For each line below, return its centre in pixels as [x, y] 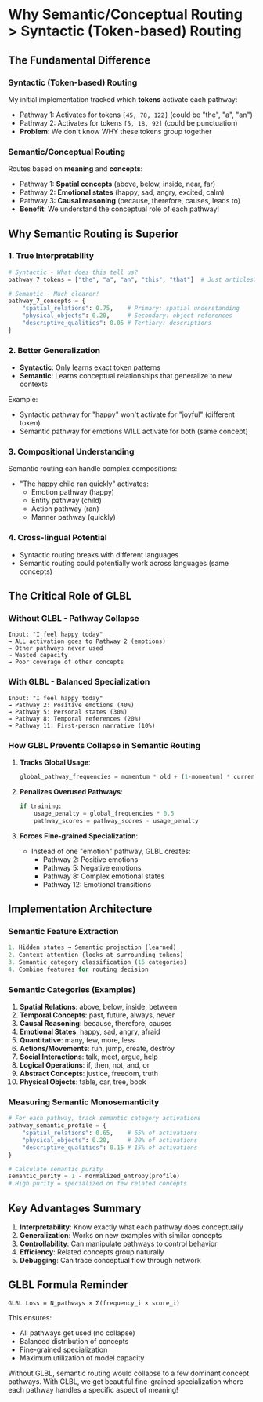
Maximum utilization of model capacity [82, 1358]
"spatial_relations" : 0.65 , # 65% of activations [110, 1133]
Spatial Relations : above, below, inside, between [98, 1007]
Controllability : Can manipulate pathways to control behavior [118, 1243]
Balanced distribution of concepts [74, 1341]
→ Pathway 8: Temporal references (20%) [75, 719]
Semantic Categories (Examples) [72, 989]
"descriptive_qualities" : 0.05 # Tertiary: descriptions [117, 323]
